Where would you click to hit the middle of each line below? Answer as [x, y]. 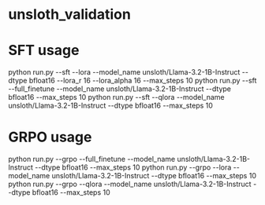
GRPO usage [50, 137]
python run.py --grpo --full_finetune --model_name [92, 159]
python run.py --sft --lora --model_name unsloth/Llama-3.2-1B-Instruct [124, 72]
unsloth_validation [70, 15]
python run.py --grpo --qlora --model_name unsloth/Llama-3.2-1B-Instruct [130, 184]
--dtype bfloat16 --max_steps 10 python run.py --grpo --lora [133, 167]
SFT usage [44, 51]
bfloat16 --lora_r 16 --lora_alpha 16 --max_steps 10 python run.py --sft [143, 81]
